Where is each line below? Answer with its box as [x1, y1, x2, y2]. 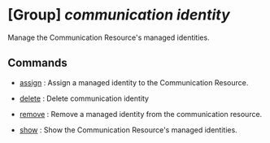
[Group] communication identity [7, 6, 231, 24]
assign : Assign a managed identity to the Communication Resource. [19, 77, 249, 87]
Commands [7, 56, 68, 70]
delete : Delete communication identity [19, 93, 150, 103]
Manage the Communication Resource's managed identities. [7, 32, 210, 42]
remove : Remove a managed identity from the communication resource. [19, 109, 263, 119]
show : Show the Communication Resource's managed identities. [19, 124, 237, 135]
